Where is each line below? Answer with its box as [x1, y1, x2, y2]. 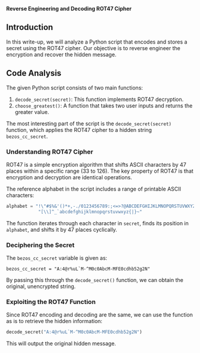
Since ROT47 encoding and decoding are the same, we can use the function [6, 311, 193, 318]
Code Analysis [6, 68, 61, 78]
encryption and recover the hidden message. [6, 51, 117, 58]
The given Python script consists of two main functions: [6, 84, 143, 91]
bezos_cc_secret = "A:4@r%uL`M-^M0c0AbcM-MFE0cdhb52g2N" [6, 266, 151, 272]
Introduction [6, 22, 54, 32]
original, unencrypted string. [6, 283, 76, 290]
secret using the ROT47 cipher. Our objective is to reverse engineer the [6, 44, 180, 51]
